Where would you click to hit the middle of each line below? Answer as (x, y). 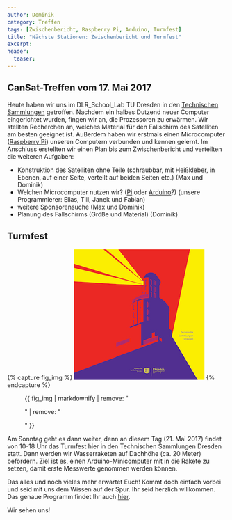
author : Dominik (31, 15)
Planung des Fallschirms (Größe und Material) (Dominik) (98, 214)
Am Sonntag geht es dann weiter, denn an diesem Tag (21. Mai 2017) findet (115, 439)
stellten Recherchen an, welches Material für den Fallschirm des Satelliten (113, 127)
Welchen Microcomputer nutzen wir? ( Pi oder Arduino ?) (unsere (109, 192)
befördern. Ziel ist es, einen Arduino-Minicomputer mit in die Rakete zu (108, 461)
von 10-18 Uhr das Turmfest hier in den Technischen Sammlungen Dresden (115, 446)
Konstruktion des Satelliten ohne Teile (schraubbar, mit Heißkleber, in (116, 170)
